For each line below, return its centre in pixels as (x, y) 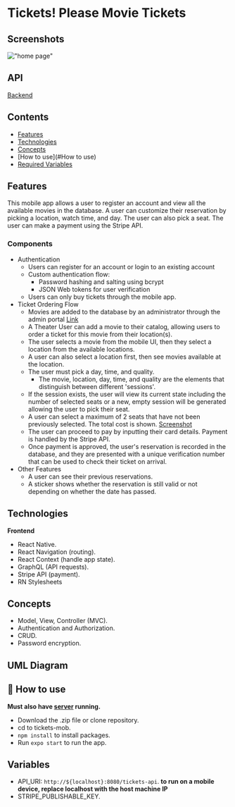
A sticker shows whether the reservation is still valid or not (113, 483)
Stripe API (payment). (49, 574)
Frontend (21, 531)
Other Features (39, 469)
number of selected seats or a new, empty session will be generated (127, 401)
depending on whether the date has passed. (92, 491)
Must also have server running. (54, 706)
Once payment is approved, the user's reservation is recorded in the (127, 446)
